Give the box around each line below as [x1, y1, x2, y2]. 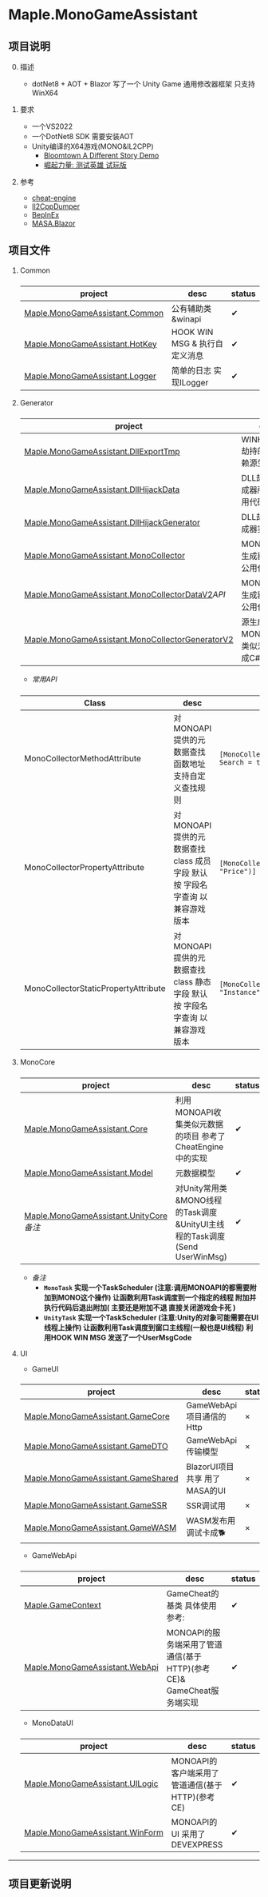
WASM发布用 [186, 1516, 236, 1527]
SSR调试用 [186, 1500, 226, 1512]
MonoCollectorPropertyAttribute [23, 861, 145, 873]
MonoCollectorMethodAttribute [23, 753, 142, 764]
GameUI [31, 1364, 59, 1373]
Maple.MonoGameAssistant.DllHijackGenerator [23, 517, 201, 528]
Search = [219, 757, 253, 767]
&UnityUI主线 [175, 1218, 225, 1229]
